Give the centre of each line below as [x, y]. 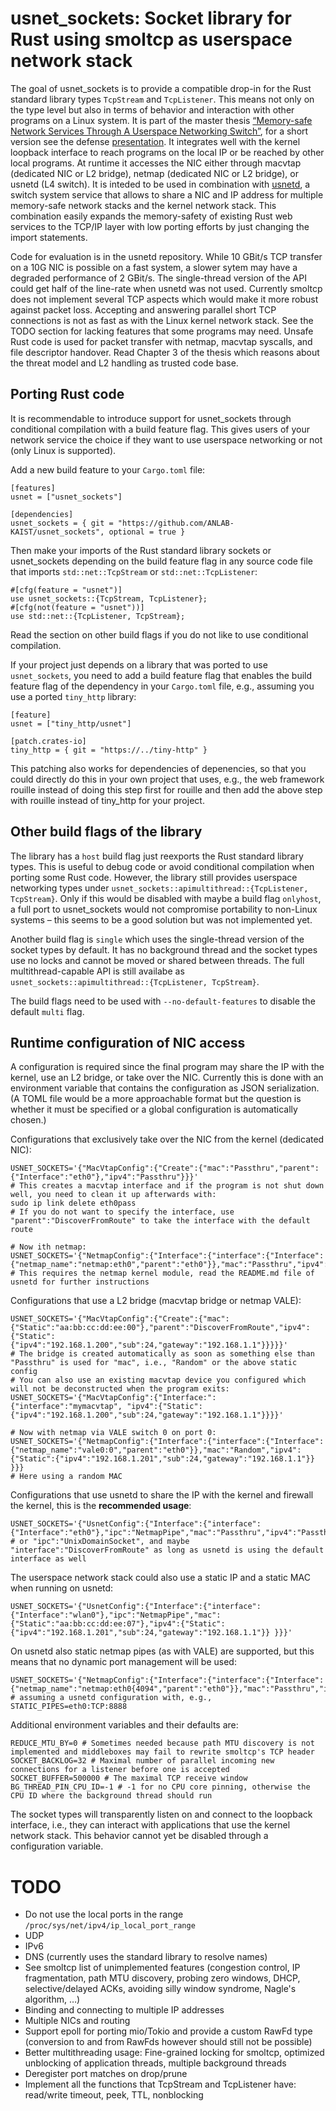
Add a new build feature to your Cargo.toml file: [108, 469]
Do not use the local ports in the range [104, 1914]
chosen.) [28, 1120]
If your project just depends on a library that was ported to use [139, 664]
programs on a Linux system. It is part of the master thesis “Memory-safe [161, 120]
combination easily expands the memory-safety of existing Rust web [151, 216]
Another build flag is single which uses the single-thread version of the [157, 939]
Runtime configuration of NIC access [128, 1042]
